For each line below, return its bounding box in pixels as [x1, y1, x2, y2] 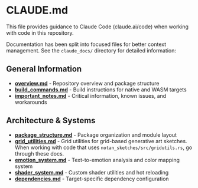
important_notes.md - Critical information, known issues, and [14, 92, 167, 99]
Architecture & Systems [6, 116, 96, 126]
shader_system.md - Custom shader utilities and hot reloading [14, 169, 169, 176]
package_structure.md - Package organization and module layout [14, 131, 177, 138]
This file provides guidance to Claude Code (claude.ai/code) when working [6, 23, 189, 30]
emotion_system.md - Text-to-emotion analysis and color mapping [14, 156, 180, 163]
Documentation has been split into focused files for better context [6, 41, 167, 48]
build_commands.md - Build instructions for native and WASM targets [14, 86, 187, 93]
